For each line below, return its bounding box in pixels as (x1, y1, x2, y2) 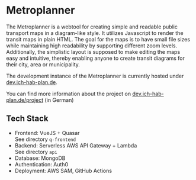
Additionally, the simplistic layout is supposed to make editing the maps (6, 48, 181, 55)
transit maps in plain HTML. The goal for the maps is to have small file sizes (6, 36, 191, 43)
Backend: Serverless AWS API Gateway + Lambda (14, 142, 137, 149)
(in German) (44, 96, 74, 104)
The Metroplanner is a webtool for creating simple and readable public (6, 23, 178, 30)
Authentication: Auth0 (14, 160, 69, 168)
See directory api (14, 148, 57, 155)
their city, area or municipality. (6, 60, 80, 68)
